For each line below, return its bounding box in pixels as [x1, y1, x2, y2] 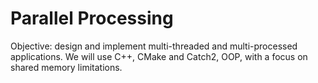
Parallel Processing [10, 7, 174, 30]
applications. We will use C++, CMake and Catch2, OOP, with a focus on [10, 50, 308, 62]
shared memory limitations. [10, 61, 123, 73]
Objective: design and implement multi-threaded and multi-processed [10, 40, 298, 52]
